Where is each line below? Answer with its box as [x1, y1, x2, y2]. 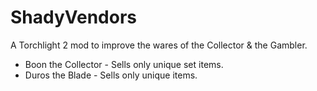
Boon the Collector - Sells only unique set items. [24, 58, 224, 70]
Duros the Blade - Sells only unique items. [24, 69, 198, 81]
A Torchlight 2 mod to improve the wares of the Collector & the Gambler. [10, 39, 308, 51]
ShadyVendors [10, 6, 138, 29]
